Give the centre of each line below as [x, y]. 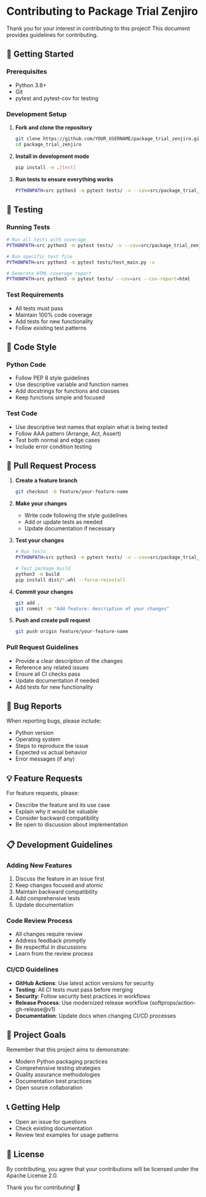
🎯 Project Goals [36, 1034]
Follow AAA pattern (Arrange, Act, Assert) [68, 433]
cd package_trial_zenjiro [48, 144]
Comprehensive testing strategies [58, 1068]
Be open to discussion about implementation [71, 825]
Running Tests [28, 227]
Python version [34, 733]
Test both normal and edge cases [58, 440]
